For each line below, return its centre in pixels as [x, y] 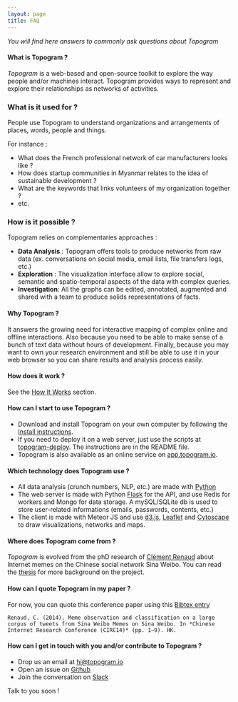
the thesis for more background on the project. [76, 572]
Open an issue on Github [54, 669]
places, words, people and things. [57, 130]
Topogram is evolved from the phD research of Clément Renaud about [110, 557]
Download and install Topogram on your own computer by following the [123, 424]
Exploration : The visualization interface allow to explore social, [111, 274]
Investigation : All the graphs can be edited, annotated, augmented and [122, 290]
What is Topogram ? [38, 57]
